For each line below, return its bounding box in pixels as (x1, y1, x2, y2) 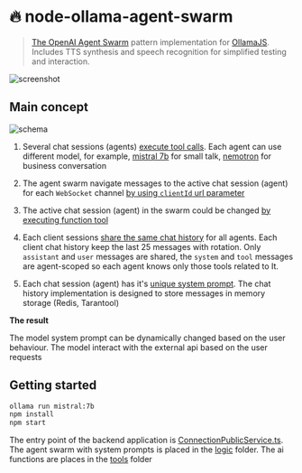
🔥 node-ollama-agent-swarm (9, 6, 233, 27)
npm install (9, 410, 54, 419)
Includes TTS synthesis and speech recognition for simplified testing (31, 46, 287, 57)
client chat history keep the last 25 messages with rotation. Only (22, 241, 261, 252)
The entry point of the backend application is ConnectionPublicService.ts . (9, 435, 284, 446)
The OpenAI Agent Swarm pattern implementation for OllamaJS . (31, 36, 270, 47)
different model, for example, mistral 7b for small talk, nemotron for (22, 151, 272, 162)
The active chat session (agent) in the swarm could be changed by (22, 205, 271, 216)
